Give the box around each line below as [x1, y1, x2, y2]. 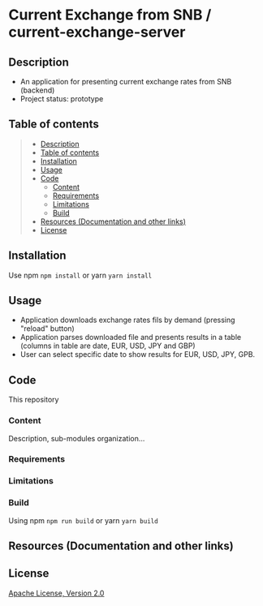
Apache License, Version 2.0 [8, 588, 105, 598]
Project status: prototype [19, 94, 104, 103]
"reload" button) [19, 324, 75, 333]
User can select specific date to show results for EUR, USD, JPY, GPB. [19, 350, 256, 359]
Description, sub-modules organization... [8, 433, 145, 443]
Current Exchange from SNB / [8, 6, 212, 24]
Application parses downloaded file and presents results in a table [19, 333, 242, 342]
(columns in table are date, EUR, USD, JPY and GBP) [19, 341, 196, 350]
